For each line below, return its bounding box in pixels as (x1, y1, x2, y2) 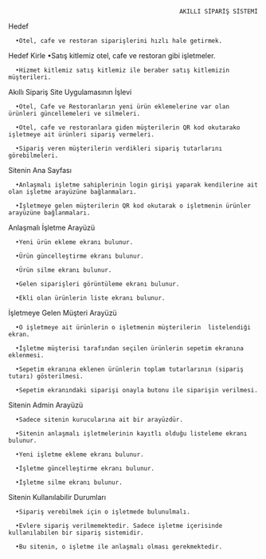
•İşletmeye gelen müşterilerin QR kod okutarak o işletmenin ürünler (15, 202, 251, 210)
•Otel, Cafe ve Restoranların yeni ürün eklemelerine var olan (15, 103, 229, 111)
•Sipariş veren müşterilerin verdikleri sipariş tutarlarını (15, 144, 223, 152)
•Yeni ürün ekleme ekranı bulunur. (15, 238, 134, 246)
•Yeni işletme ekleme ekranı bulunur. (15, 451, 145, 459)
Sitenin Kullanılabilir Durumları (8, 493, 106, 502)
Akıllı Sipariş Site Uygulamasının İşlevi (8, 88, 132, 96)
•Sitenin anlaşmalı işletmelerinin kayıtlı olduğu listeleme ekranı (15, 430, 248, 438)
